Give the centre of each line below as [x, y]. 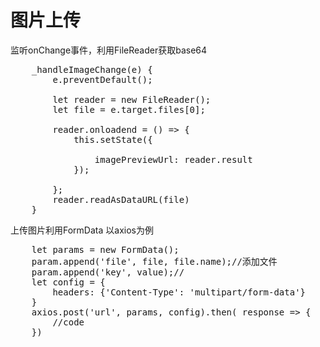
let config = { [68, 282]
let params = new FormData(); [105, 249]
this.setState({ [113, 139]
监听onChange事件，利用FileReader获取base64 [109, 50]
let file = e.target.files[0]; [129, 109]
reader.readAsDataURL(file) [121, 199]
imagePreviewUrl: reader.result [173, 159]
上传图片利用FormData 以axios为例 [82, 230]
